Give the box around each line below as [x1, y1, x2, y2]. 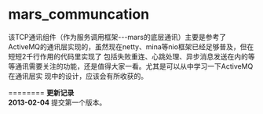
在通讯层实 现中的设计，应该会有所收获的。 [8, 71, 148, 80]
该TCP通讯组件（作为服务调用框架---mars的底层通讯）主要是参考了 [8, 32, 226, 41]
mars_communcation [8, 5, 150, 23]
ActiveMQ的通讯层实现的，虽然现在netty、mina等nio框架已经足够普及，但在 [8, 41, 254, 52]
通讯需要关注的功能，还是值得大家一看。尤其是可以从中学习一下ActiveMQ [14, 61, 254, 71]
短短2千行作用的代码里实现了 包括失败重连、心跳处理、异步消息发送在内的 [8, 52, 249, 61]
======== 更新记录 [8, 87, 75, 97]
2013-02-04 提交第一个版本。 [8, 98, 107, 107]
